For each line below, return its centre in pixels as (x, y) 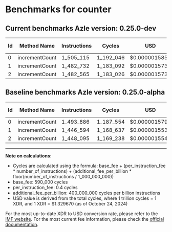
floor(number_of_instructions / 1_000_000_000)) (63, 176)
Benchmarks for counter (58, 9)
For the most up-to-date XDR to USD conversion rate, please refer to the (82, 214)
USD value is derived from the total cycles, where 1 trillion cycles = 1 (84, 198)
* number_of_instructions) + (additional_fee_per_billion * (72, 171)
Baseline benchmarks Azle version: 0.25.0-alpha (85, 92)
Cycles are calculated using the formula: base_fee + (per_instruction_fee (89, 166)
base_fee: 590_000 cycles (40, 182)
